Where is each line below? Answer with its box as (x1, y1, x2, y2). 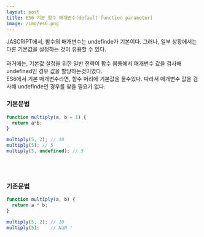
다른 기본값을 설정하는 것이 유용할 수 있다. (6, 45, 106, 53)
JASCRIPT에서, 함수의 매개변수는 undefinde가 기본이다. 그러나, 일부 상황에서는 (6, 38, 197, 45)
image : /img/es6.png (6, 20, 60, 26)
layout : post (6, 9, 40, 15)
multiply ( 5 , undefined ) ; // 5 (6, 148, 84, 154)
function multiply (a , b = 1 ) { (6, 114, 87, 120)
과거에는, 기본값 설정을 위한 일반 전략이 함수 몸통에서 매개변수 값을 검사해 (6, 60, 182, 68)
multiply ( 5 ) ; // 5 (6, 142, 53, 149)
